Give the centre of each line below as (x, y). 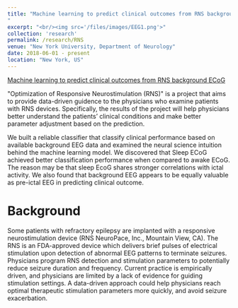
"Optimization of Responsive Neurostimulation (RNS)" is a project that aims (117, 93)
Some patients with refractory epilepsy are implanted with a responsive (111, 230)
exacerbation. (28, 298)
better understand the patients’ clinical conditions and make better (104, 116)
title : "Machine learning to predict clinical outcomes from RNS (106, 14)
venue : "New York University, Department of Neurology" (91, 47)
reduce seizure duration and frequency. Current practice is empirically (110, 268)
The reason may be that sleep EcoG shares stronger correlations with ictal (115, 167)
